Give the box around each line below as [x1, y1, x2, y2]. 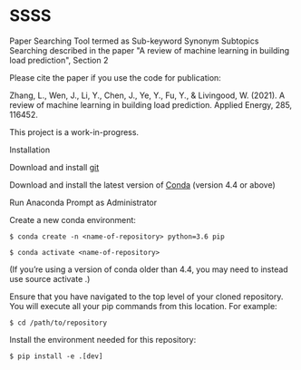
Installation [9, 144, 51, 155]
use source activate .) [9, 273, 91, 284]
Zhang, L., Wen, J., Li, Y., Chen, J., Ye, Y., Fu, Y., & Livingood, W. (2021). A [9, 90, 286, 101]
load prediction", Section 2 [9, 54, 109, 65]
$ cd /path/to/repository [9, 318, 107, 327]
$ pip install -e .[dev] [9, 351, 103, 361]
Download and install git [9, 161, 100, 172]
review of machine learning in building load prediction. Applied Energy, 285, [9, 99, 293, 110]
